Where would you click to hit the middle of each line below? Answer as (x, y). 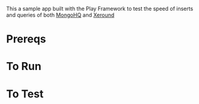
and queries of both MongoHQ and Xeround (60, 15)
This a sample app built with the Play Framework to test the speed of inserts (100, 9)
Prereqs (26, 39)
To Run (24, 67)
